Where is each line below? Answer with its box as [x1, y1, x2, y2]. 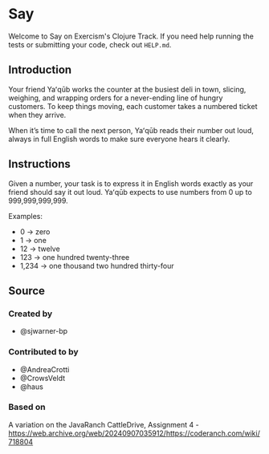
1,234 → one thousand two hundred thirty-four [19, 261, 174, 270]
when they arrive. [8, 110, 67, 120]
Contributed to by [8, 347, 79, 358]
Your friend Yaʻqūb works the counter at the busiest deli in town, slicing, [8, 84, 247, 94]
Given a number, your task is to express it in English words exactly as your [8, 178, 254, 188]
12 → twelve [19, 244, 60, 253]
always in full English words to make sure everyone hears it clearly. [8, 134, 230, 144]
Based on [8, 402, 46, 413]
